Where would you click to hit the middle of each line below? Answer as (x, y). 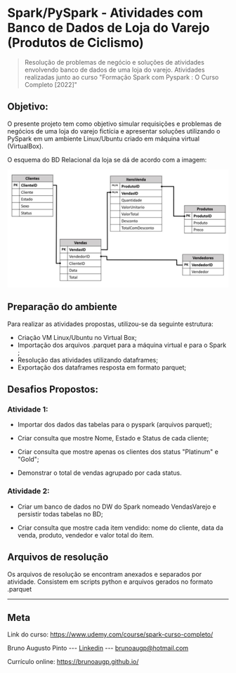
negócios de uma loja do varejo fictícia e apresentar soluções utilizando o (114, 131)
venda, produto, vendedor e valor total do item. (86, 535)
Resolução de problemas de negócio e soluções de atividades (114, 62)
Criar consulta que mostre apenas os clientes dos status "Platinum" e (118, 452)
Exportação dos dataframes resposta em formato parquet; (102, 367)
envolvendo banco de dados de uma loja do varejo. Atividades (114, 70)
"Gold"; (28, 459)
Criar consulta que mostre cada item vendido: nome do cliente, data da (120, 528)
